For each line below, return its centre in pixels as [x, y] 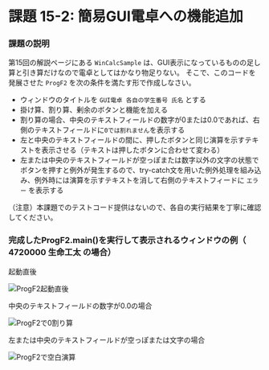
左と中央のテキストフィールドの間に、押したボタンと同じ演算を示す [132, 140]
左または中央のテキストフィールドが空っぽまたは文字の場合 [107, 339]
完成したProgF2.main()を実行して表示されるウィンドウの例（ [127, 240]
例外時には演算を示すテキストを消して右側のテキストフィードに [139, 180]
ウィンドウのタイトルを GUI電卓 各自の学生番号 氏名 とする [113, 100]
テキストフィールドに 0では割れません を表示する [110, 130]
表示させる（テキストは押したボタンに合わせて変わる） [133, 150]
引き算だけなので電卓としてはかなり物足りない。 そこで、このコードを [139, 72]
